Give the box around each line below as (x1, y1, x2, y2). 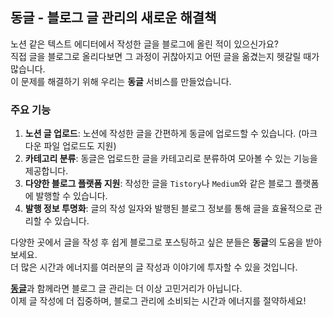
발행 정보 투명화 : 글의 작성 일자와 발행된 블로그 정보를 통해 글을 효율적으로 (24, 203, 313, 215)
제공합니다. (24, 165, 69, 177)
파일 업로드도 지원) (43, 140, 117, 152)
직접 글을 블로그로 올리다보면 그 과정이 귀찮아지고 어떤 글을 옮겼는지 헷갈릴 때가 (10, 50, 320, 62)
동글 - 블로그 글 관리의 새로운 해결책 (10, 9, 217, 27)
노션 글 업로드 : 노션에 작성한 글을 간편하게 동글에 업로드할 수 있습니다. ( (24, 128, 302, 140)
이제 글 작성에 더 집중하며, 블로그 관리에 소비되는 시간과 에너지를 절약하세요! (10, 295, 307, 307)
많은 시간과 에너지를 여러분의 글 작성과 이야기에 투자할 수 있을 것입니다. (20, 261, 298, 273)
